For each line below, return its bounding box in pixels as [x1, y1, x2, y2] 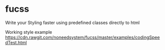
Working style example [5, 29, 52, 35]
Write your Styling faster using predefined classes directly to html [5, 20, 140, 25]
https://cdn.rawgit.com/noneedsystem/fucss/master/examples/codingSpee [5, 34, 160, 40]
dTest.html [5, 39, 27, 45]
